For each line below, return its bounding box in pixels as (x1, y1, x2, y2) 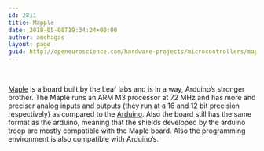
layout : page (8, 41, 51, 49)
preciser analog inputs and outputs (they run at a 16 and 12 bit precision (8, 101, 240, 110)
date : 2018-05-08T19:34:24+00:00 (8, 26, 118, 34)
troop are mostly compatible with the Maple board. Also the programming (8, 126, 246, 135)
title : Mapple (8, 19, 55, 27)
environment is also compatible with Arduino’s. (8, 135, 159, 143)
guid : (8, 48, 26, 56)
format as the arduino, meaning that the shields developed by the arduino (8, 118, 246, 127)
